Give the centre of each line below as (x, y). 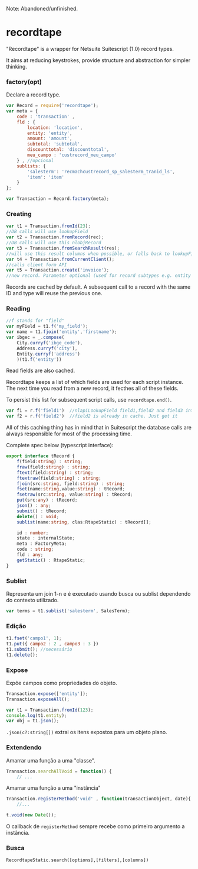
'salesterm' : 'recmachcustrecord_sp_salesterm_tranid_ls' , (101, 172)
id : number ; (33, 533)
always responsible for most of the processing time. (69, 434)
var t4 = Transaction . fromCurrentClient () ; (60, 259)
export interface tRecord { (41, 456)
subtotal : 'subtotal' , (55, 144)
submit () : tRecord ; (42, 511)
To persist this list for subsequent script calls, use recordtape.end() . (89, 400)
